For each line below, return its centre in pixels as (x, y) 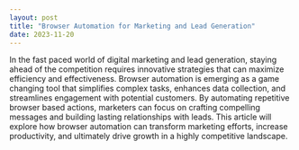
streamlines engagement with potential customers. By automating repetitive (149, 98)
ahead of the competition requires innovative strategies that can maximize (147, 69)
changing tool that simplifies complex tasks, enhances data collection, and (148, 88)
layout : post (34, 18)
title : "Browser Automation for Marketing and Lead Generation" (132, 26)
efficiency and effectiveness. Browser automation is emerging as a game (145, 79)
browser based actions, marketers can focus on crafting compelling (135, 108)
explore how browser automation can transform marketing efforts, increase (149, 127)
